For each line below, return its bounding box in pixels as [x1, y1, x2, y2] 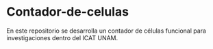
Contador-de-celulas [6, 4, 129, 20]
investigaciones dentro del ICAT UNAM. [6, 33, 118, 42]
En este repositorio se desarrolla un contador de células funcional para [6, 27, 207, 35]
